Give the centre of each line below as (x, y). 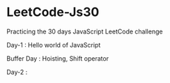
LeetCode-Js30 (53, 12)
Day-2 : (17, 72)
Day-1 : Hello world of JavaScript (54, 45)
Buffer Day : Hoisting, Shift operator (58, 58)
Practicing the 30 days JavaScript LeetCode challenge (85, 31)
